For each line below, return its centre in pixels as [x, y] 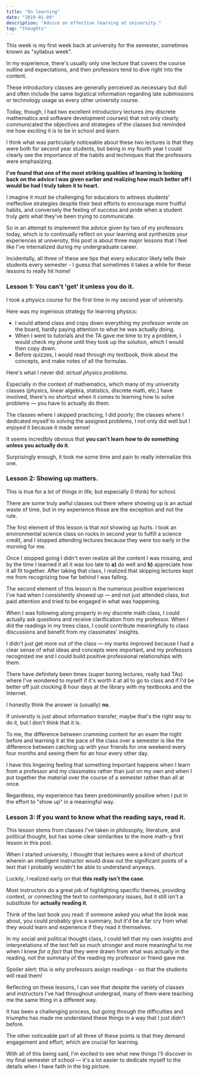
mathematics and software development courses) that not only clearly [93, 118]
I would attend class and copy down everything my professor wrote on [102, 322]
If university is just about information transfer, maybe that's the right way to [99, 716]
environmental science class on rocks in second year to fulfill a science [94, 534]
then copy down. [36, 348]
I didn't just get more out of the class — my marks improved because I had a [100, 643]
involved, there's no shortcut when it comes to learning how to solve [90, 396]
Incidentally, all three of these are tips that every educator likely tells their [96, 259]
